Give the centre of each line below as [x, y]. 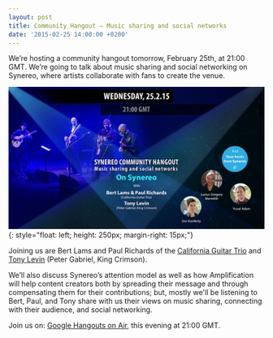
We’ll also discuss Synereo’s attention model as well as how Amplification [131, 275]
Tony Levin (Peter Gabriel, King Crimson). [78, 259]
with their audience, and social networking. [80, 310]
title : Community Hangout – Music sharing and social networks [118, 26]
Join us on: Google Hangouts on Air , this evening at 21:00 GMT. [115, 325]
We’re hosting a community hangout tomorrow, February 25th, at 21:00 [127, 58]
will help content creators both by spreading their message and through [128, 284]
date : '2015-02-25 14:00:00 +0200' [69, 34]
